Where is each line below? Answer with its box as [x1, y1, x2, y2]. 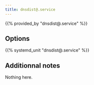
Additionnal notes [5, 61, 60, 69]
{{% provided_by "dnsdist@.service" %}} [5, 20, 88, 26]
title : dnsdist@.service [5, 7, 56, 12]
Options [5, 34, 30, 43]
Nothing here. [5, 74, 33, 80]
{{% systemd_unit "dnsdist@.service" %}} [5, 47, 90, 53]
